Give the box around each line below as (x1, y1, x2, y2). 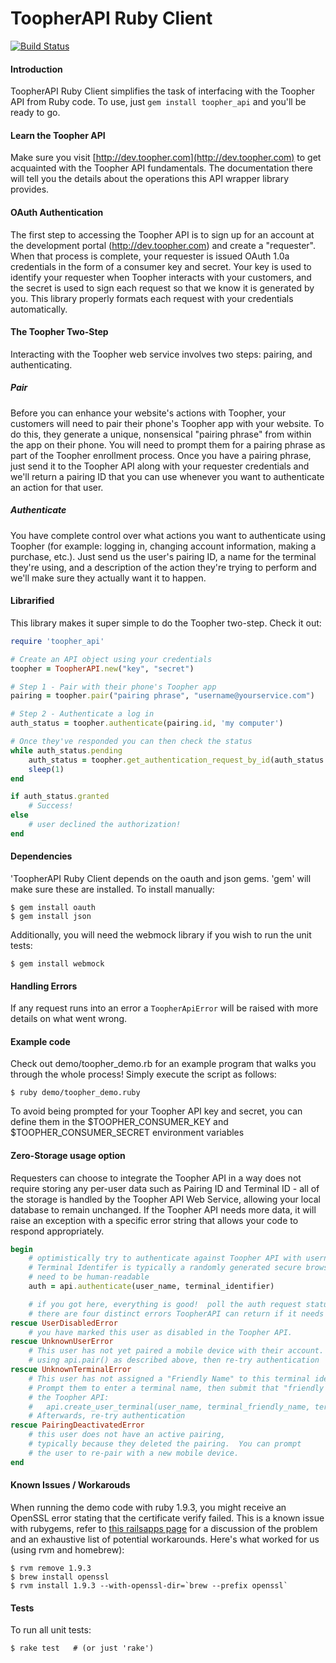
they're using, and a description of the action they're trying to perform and (10, 561, 317, 573)
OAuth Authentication (10, 206, 104, 218)
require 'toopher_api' (10, 636, 105, 646)
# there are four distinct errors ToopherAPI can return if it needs (28, 1308, 325, 1319)
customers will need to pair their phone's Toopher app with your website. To (10, 417, 325, 429)
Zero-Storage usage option (10, 1149, 126, 1161)
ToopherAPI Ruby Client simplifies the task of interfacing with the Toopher (10, 85, 315, 97)
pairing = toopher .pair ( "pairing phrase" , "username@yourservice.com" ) (10, 691, 315, 701)
